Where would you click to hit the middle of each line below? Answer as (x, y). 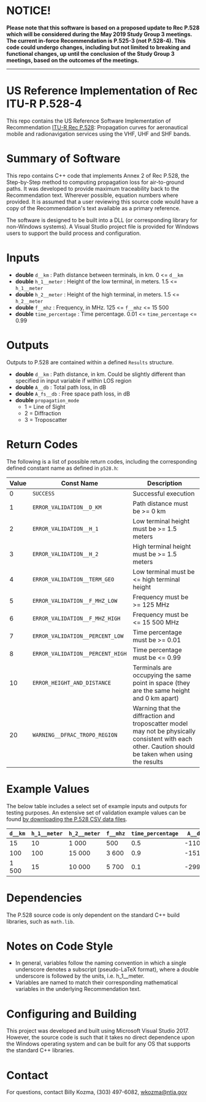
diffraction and (154, 716)
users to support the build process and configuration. (74, 233)
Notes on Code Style (60, 946)
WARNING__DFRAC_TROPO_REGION (75, 735)
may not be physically (164, 731)
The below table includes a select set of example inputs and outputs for (97, 806)
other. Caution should (164, 746)
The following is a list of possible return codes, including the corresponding (102, 461)
